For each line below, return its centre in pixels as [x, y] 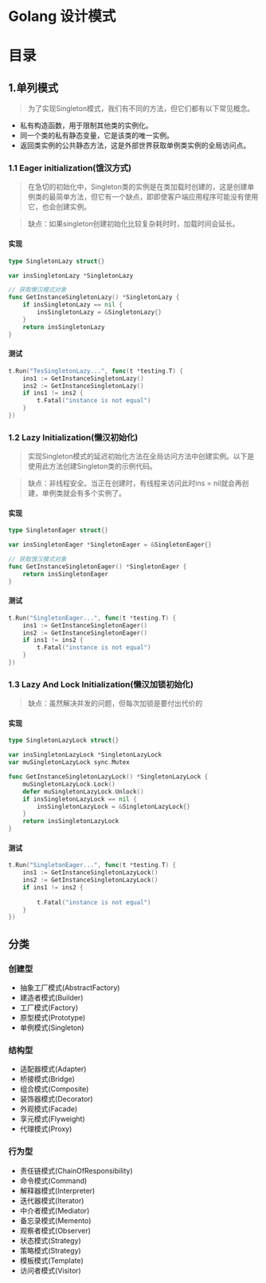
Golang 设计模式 [62, 16]
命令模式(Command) [53, 1180]
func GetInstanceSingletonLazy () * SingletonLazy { [94, 297]
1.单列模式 [33, 87]
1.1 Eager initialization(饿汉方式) [70, 168]
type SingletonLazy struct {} [57, 261]
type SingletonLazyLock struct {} [64, 740]
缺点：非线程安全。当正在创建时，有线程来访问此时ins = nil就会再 [135, 483]
